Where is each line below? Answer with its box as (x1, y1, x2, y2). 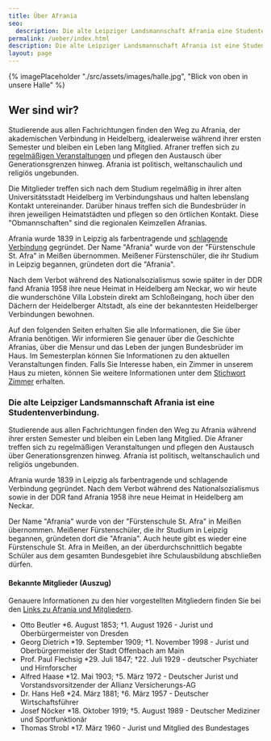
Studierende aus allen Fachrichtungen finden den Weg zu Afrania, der (8, 124, 240, 134)
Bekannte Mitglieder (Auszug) (8, 578, 111, 587)
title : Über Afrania (8, 11, 78, 20)
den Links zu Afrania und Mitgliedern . (8, 604, 133, 614)
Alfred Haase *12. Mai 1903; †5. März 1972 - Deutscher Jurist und (19, 672, 239, 681)
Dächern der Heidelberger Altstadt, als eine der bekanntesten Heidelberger (8, 301, 258, 310)
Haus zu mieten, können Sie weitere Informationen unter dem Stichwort (8, 368, 246, 377)
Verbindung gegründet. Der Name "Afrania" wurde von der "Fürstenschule (8, 242, 256, 251)
